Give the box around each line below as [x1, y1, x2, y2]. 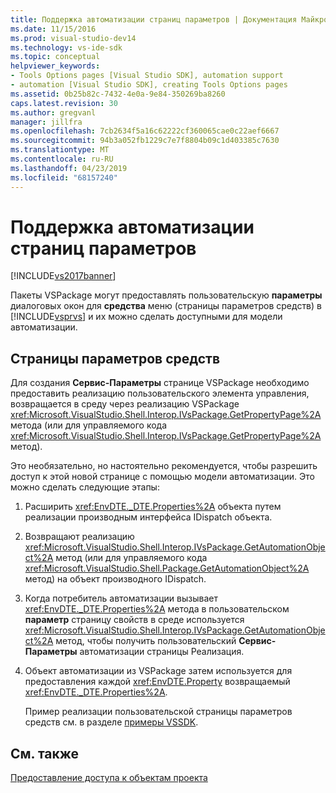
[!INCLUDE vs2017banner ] [10, 270, 117, 282]
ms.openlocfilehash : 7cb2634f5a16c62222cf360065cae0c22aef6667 [10, 126, 280, 136]
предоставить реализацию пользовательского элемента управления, [10, 387, 310, 400]
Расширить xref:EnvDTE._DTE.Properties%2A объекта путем [24, 501, 282, 513]
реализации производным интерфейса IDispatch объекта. [24, 511, 273, 523]
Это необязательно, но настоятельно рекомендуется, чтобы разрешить [10, 460, 318, 472]
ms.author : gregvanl [10, 107, 97, 118]
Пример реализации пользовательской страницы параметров [24, 706, 293, 718]
